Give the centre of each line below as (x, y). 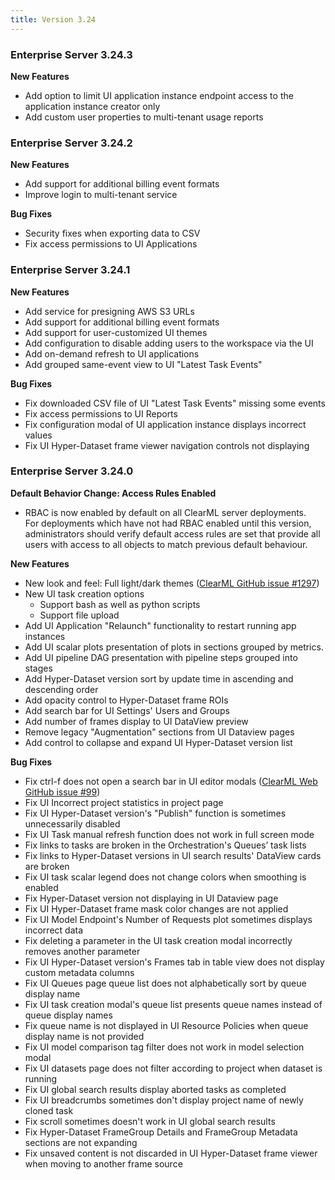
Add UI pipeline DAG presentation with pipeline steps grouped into (161, 657)
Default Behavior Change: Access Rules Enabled (113, 493)
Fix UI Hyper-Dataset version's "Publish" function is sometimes (155, 813)
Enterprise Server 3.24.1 (70, 270)
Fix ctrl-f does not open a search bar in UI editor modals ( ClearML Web (171, 781)
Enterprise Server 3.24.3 (71, 54)
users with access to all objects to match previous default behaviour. (166, 544)
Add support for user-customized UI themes (116, 332)
